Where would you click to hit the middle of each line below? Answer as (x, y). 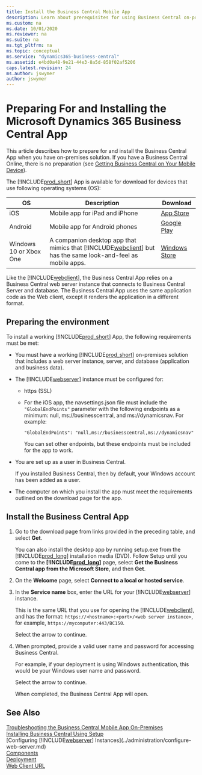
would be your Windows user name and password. (78, 670)
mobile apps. (68, 263)
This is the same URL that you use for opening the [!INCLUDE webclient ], (104, 610)
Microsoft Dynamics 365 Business (94, 122)
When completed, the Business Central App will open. (81, 694)
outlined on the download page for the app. (69, 498)
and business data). (39, 367)
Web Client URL (26, 765)
